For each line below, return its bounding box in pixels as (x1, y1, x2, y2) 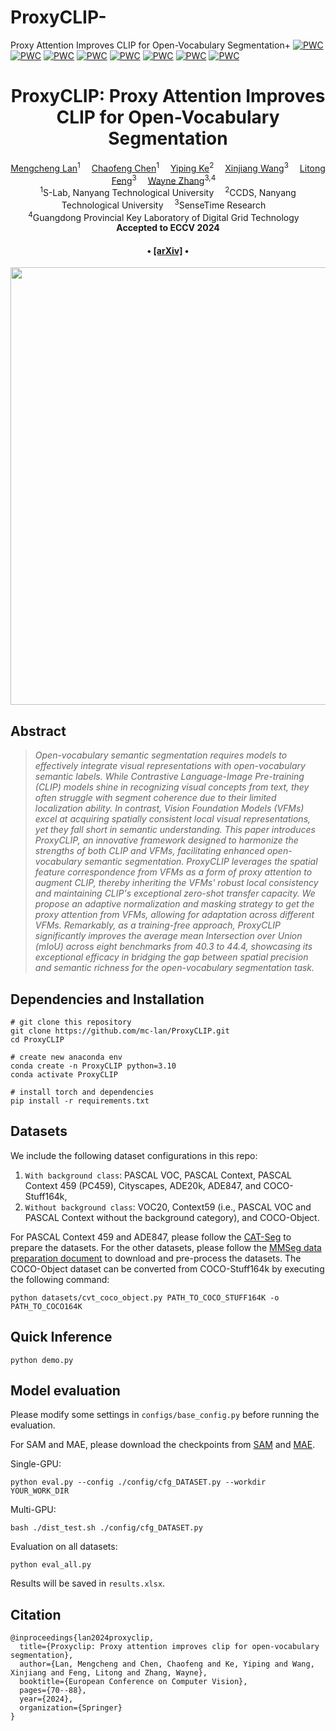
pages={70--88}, (19, 1686, 87, 1696)
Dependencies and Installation (10, 991, 205, 1008)
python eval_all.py (10, 1560, 92, 1570)
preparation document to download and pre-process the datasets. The (10, 1252, 302, 1264)
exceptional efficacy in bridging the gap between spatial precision (34, 951, 309, 963)
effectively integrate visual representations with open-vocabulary (34, 760, 306, 772)
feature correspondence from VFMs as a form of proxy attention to (34, 866, 313, 878)
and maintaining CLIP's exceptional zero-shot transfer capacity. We (34, 887, 316, 900)
